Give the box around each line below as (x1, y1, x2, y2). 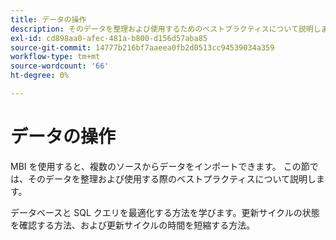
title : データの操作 (10, 14, 87, 25)
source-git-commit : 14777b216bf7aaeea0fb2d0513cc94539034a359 (10, 42, 275, 53)
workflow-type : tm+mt (10, 52, 101, 62)
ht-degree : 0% (10, 71, 70, 81)
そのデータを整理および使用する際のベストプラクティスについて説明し (27, 172, 317, 185)
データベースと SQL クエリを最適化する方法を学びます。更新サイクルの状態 (10, 206, 320, 218)
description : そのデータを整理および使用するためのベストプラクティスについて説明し (10, 24, 322, 34)
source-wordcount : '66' (10, 61, 110, 71)
